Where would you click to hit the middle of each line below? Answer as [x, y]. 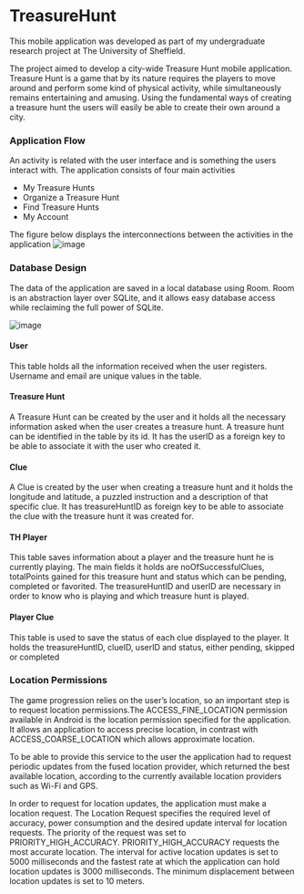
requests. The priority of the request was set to [98, 832]
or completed [35, 657]
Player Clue [32, 617]
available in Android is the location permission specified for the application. [150, 719]
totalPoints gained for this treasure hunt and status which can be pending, [148, 577]
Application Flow [48, 140]
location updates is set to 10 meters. [77, 880]
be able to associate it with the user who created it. [106, 446]
